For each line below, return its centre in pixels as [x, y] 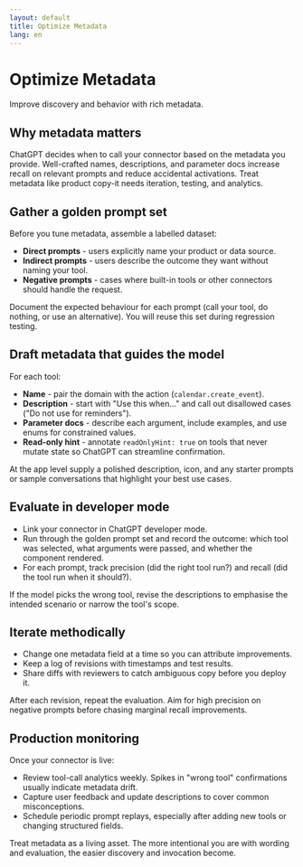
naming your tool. [55, 270]
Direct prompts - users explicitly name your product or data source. [149, 250]
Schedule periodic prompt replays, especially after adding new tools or [154, 816]
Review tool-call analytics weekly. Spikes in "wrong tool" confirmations [155, 777]
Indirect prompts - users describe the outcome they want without [145, 260]
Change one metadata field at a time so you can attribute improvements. [157, 654]
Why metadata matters [76, 132]
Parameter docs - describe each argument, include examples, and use [155, 422]
